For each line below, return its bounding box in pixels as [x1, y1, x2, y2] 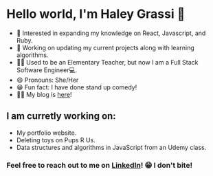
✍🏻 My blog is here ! [16, 90, 72, 98]
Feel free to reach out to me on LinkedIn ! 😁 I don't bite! [6, 160, 193, 170]
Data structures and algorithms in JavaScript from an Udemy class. [16, 143, 207, 151]
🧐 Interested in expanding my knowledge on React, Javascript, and [16, 29, 206, 37]
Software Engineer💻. [16, 65, 78, 74]
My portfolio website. [16, 129, 77, 137]
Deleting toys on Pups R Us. [16, 135, 96, 144]
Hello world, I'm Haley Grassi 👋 [6, 6, 186, 22]
